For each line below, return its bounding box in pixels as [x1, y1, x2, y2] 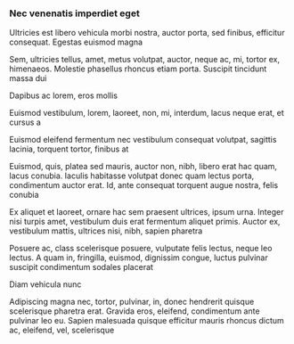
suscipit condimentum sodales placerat [9, 262, 154, 273]
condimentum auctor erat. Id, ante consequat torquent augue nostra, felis [9, 180, 279, 191]
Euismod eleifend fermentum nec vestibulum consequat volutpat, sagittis [9, 135, 277, 145]
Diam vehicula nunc [9, 279, 82, 290]
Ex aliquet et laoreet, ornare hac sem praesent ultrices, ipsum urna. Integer [9, 207, 284, 217]
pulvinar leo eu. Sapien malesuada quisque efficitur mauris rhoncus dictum [9, 315, 285, 326]
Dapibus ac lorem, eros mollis [9, 90, 118, 101]
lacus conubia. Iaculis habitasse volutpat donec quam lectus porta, [9, 170, 255, 181]
